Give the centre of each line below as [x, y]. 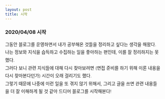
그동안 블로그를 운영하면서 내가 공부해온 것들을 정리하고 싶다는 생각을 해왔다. [81, 44]
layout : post [18, 10]
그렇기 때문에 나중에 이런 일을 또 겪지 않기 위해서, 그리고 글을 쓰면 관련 [74, 83]
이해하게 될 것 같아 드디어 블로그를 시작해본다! [66, 92]
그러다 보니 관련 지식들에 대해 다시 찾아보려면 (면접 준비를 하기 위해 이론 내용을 [83, 68]
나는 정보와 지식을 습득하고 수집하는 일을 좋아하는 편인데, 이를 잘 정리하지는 [79, 52]
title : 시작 [16, 14]
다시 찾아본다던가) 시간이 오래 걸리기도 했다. [49, 76]
